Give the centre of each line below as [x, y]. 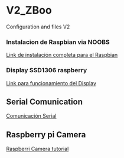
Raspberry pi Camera [46, 135]
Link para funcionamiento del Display [51, 83]
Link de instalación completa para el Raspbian [62, 55]
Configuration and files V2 [38, 27]
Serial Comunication [44, 101]
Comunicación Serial [32, 116]
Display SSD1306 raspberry [47, 70]
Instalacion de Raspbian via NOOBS [58, 42]
